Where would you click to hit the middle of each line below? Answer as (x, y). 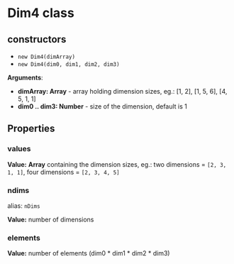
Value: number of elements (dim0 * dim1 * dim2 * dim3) (89, 253)
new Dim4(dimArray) (46, 57)
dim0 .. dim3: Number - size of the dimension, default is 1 (102, 106)
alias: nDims (24, 205)
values (19, 149)
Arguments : (26, 77)
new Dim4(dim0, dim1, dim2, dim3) (68, 65)
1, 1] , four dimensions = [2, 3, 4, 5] (63, 172)
